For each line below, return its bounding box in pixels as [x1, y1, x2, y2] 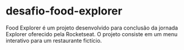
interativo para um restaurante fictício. [6, 37, 102, 44]
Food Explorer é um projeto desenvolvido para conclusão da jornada [6, 24, 178, 31]
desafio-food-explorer [6, 4, 123, 18]
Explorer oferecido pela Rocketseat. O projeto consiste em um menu [6, 30, 178, 37]
